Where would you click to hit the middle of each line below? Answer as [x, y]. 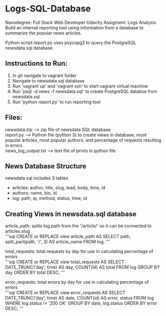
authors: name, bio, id [34, 193]
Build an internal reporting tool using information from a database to [74, 27]
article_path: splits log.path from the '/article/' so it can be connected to [79, 226]
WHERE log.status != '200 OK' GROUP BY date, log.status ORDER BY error [81, 303]
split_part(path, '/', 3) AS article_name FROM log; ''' [57, 242]
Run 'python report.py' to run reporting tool [56, 102]
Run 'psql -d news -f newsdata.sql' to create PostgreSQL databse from [85, 91]
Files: [14, 118]
